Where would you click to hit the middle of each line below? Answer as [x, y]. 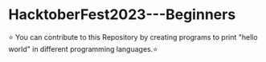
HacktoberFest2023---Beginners [122, 15]
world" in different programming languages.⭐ [83, 48]
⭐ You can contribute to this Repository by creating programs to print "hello [133, 37]
